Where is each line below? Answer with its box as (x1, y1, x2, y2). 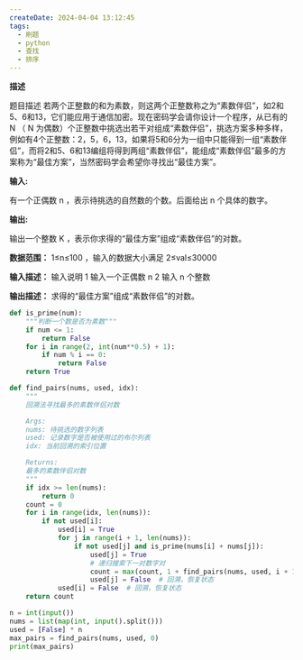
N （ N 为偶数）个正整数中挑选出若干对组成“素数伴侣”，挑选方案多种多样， (9, 123, 289, 133)
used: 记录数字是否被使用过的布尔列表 (25, 434, 151, 443)
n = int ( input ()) (9, 609, 75, 618)
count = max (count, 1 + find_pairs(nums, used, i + (89, 567, 289, 576)
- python (17, 38, 50, 48)
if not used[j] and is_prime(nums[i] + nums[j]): (73, 542, 264, 551)
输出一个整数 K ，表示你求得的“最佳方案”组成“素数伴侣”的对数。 (9, 234, 246, 243)
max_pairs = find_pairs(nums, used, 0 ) (9, 633, 160, 643)
